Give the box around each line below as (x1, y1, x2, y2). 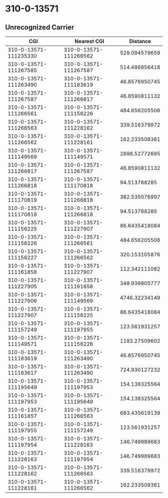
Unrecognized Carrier (5, 23, 74, 32)
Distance (129, 38, 151, 45)
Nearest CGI (74, 38, 104, 45)
